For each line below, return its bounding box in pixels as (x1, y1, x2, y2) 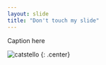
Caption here (7, 36, 45, 45)
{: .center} (40, 50, 71, 59)
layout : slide (7, 10, 49, 18)
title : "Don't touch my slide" (7, 17, 100, 24)
